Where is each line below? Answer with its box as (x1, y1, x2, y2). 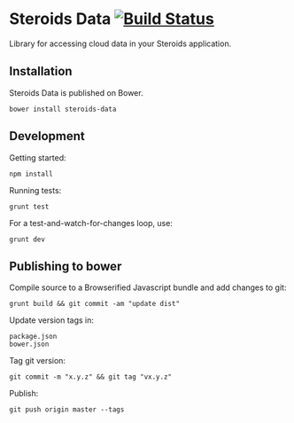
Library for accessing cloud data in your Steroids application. (9, 38, 232, 49)
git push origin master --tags (9, 405, 125, 414)
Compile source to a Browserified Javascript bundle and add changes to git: (9, 282, 287, 293)
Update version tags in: (9, 315, 95, 325)
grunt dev (9, 235, 46, 244)
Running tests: (9, 184, 62, 195)
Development (9, 129, 86, 144)
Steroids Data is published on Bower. (9, 87, 143, 98)
